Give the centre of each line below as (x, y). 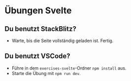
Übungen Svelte (38, 11)
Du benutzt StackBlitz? (41, 29)
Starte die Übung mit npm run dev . (46, 73)
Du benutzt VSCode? (37, 56)
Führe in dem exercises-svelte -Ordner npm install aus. (69, 68)
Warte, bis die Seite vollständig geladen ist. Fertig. (63, 40)
